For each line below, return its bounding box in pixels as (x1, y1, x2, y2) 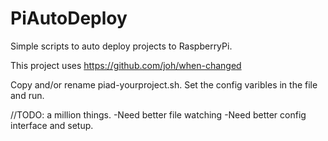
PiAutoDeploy (10, 7, 128, 30)
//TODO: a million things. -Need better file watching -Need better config (10, 108, 307, 121)
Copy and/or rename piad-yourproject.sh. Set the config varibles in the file (10, 78, 318, 91)
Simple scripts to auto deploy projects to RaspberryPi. (10, 40, 233, 52)
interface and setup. (10, 119, 94, 131)
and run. (10, 89, 45, 101)
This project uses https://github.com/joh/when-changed (10, 59, 242, 71)
